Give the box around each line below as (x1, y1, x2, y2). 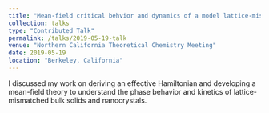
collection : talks (8, 19, 70, 27)
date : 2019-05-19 (8, 49, 66, 57)
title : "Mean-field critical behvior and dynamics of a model (8, 11, 220, 20)
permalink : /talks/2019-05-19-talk (8, 34, 127, 42)
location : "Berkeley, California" (8, 57, 124, 65)
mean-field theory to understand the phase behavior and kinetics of (8, 87, 232, 96)
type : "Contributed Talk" (8, 26, 94, 34)
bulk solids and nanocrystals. (50, 95, 147, 105)
